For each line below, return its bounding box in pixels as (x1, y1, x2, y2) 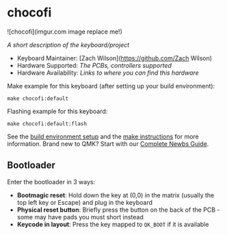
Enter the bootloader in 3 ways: (7, 177, 96, 186)
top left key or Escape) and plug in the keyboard (16, 198, 152, 206)
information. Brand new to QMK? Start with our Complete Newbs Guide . (7, 139, 209, 148)
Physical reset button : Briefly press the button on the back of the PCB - (16, 206, 220, 214)
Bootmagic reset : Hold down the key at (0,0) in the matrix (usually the (16, 190, 215, 199)
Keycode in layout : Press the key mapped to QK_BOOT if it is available (16, 220, 209, 228)
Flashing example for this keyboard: (7, 107, 108, 115)
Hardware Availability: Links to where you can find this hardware (16, 69, 200, 77)
